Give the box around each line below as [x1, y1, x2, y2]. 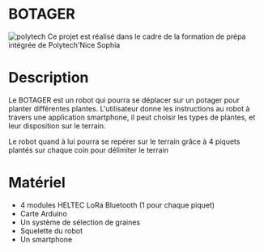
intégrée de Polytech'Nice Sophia [8, 40, 121, 49]
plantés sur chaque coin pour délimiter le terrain [8, 145, 168, 154]
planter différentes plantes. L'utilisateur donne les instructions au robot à [8, 103, 250, 113]
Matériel [8, 174, 66, 192]
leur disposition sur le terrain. [8, 120, 107, 130]
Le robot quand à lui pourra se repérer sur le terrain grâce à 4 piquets [8, 136, 241, 146]
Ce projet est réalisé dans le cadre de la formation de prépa [47, 31, 246, 41]
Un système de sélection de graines [19, 217, 140, 227]
